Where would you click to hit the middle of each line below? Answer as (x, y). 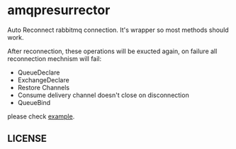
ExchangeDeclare (43, 79)
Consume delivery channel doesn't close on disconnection (103, 95)
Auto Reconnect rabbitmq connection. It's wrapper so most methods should (118, 30)
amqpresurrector (59, 10)
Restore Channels (43, 87)
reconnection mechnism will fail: (55, 58)
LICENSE (27, 139)
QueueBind (34, 102)
